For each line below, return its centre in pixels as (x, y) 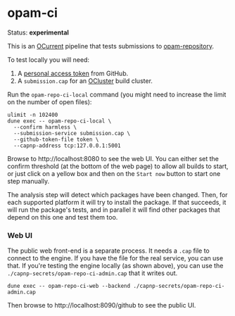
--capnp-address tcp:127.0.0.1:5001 (67, 146)
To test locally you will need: (49, 59)
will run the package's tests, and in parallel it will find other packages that (114, 210)
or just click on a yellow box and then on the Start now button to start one (114, 173)
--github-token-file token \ (56, 139)
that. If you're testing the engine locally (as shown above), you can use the (115, 266)
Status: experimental (38, 32)
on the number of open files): (50, 102)
